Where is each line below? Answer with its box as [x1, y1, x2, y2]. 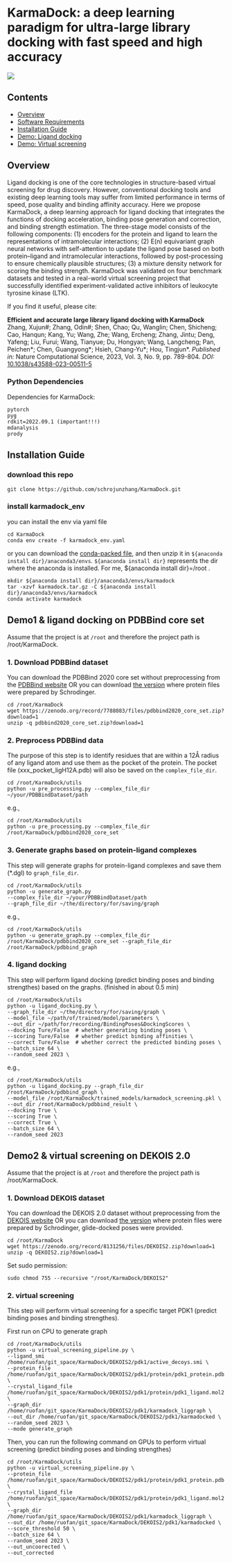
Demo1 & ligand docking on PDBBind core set [7, 614, 205, 626]
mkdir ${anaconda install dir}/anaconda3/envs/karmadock [7, 577, 175, 584]
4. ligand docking [7, 960, 67, 969]
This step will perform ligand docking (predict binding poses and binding [7, 976, 215, 984]
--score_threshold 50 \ [7, 1526, 76, 1532]
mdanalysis [7, 424, 39, 431]
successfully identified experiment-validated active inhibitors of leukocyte [7, 281, 218, 289]
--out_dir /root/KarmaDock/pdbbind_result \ [7, 1100, 138, 1107]
